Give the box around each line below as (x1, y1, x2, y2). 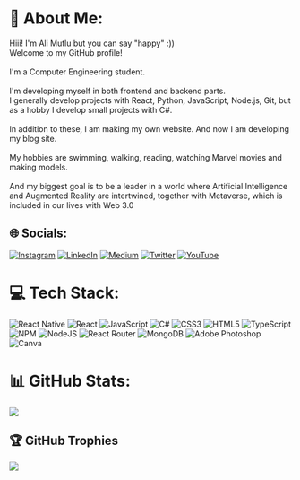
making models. (9, 161, 69, 172)
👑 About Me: (9, 8, 104, 29)
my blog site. (9, 133, 57, 144)
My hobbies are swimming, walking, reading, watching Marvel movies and (9, 152, 282, 162)
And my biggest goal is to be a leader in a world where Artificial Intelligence (9, 180, 288, 191)
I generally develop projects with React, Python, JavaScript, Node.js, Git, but (9, 94, 291, 106)
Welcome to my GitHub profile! (9, 47, 123, 57)
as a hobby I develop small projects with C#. (9, 104, 173, 115)
